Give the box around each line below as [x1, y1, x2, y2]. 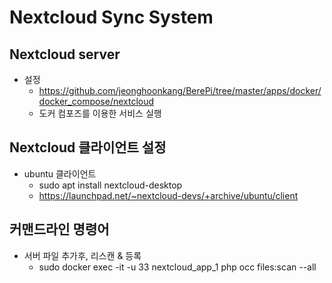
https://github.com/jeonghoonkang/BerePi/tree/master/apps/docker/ [38, 85, 322, 96]
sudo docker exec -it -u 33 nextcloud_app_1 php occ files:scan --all [38, 261, 317, 273]
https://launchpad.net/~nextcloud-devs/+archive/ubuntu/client [38, 189, 299, 201]
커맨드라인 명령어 [9, 221, 110, 238]
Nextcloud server [9, 46, 121, 63]
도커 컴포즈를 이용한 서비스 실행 [38, 107, 162, 119]
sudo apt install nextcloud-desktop [38, 179, 183, 191]
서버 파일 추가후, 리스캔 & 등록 [23, 249, 142, 261]
